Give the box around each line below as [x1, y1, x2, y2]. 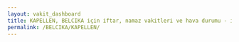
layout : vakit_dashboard [7, 10, 81, 18]
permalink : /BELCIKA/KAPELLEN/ [7, 23, 100, 31]
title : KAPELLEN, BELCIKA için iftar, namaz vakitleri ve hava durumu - [7, 17, 228, 24]
